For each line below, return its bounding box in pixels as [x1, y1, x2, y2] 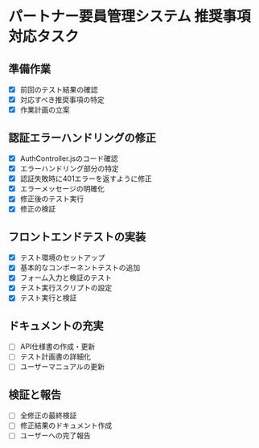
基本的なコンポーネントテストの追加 [19, 263, 141, 273]
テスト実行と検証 [19, 293, 77, 302]
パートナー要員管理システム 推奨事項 [8, 7, 251, 26]
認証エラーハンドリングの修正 [8, 130, 157, 145]
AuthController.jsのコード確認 [19, 154, 118, 163]
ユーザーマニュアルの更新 [19, 362, 105, 372]
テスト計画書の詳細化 [19, 351, 91, 362]
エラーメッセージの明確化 [19, 184, 105, 194]
